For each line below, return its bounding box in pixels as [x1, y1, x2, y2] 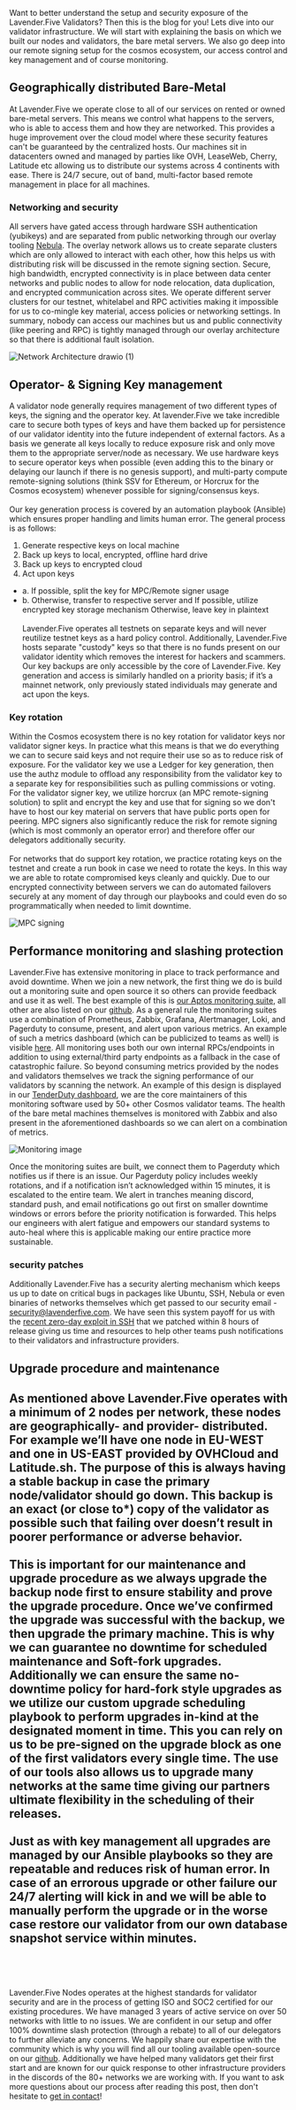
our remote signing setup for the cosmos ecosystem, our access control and [9, 45, 288, 56]
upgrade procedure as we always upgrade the [9, 1571, 268, 1586]
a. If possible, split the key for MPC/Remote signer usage [21, 585, 230, 596]
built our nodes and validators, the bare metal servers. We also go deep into [9, 35, 285, 46]
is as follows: [9, 523, 57, 533]
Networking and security [9, 201, 119, 213]
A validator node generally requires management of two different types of [9, 400, 277, 411]
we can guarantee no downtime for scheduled [9, 1641, 268, 1656]
